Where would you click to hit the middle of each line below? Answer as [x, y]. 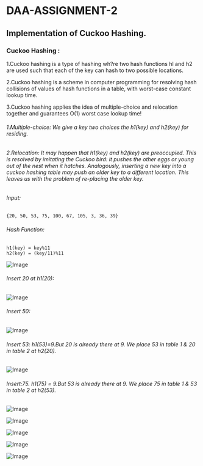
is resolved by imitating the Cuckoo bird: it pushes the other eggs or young [100, 159]
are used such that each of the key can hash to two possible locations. [95, 70]
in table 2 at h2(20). [31, 351]
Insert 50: [18, 311]
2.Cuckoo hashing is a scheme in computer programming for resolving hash [101, 82]
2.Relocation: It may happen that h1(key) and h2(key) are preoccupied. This [101, 153]
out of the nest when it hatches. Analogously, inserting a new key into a [96, 166]
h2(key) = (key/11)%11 [35, 253]
